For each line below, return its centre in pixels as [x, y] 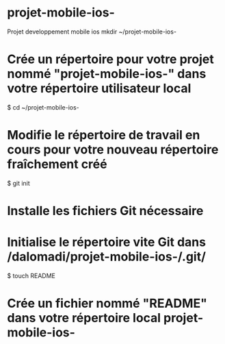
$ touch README [31, 275]
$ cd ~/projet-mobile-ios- [43, 107]
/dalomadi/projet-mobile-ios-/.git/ [107, 257]
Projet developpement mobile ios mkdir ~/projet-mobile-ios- [92, 32]
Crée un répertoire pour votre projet [110, 59]
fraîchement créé [57, 164]
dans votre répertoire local [84, 318]
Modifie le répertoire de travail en [104, 135]
